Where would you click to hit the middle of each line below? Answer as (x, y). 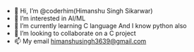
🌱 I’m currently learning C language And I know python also (100, 26)
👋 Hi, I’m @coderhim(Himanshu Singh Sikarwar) (83, 11)
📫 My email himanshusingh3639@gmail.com (80, 41)
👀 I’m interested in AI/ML (50, 18)
